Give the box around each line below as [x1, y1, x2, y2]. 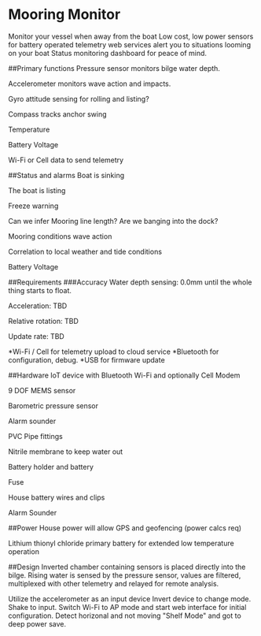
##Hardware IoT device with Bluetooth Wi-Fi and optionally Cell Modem [8, 370, 241, 380]
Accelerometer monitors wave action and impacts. [8, 79, 171, 88]
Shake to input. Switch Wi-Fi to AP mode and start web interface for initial [8, 602, 247, 612]
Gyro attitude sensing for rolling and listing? [8, 94, 149, 103]
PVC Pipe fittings [8, 431, 63, 441]
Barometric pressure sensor [8, 400, 99, 411]
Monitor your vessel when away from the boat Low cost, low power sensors [8, 32, 254, 41]
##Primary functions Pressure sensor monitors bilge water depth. [8, 63, 220, 73]
